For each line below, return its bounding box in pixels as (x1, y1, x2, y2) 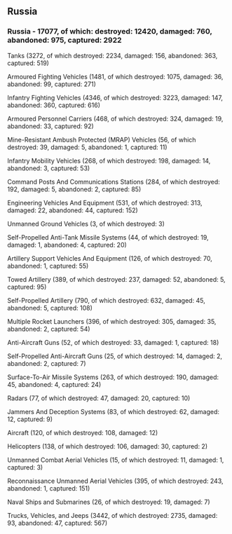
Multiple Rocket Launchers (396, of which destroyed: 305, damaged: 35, (7, 317, 217, 325)
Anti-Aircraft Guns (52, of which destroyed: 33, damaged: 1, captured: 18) (7, 338, 219, 346)
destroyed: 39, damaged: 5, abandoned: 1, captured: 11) (7, 143, 168, 151)
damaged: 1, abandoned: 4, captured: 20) (7, 240, 128, 249)
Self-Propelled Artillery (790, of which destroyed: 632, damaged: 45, (7, 296, 205, 304)
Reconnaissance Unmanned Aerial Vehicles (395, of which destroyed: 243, (7, 477, 224, 485)
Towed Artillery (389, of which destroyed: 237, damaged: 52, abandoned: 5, (7, 275, 226, 283)
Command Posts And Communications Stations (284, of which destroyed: (7, 177, 221, 186)
